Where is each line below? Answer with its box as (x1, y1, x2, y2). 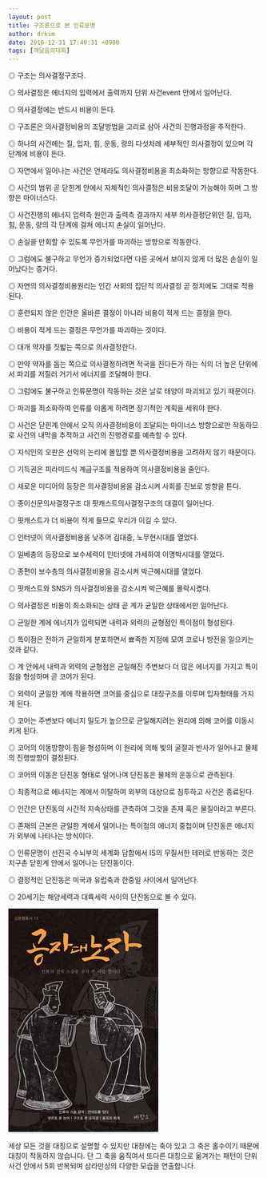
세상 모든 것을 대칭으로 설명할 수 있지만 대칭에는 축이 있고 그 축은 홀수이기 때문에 (8, 1141, 260, 1151)
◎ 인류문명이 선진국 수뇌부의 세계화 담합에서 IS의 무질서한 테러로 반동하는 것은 (8, 848, 254, 857)
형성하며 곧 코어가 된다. (22, 672, 96, 681)
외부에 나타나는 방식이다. (16, 831, 94, 841)
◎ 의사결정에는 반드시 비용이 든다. (8, 105, 116, 115)
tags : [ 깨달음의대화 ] (8, 46, 70, 55)
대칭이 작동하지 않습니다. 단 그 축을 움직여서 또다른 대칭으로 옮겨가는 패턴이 (8, 1151, 243, 1161)
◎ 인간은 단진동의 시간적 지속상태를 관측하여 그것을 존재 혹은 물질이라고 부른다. (8, 804, 257, 813)
